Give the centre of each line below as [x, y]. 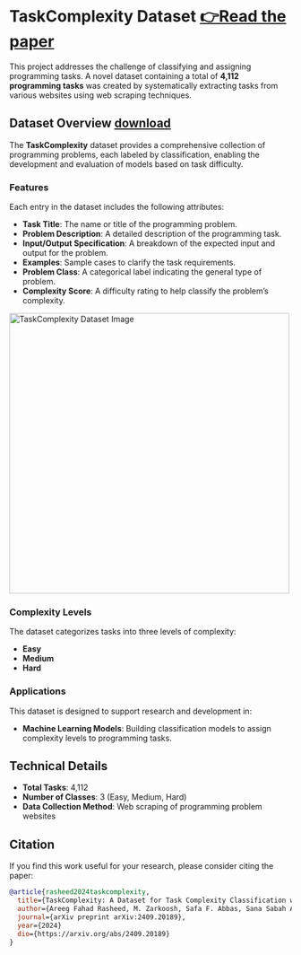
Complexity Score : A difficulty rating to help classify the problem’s [145, 291]
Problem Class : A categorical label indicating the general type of [142, 272]
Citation [32, 844]
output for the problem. [65, 253]
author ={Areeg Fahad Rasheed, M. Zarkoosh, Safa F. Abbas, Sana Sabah [152, 909]
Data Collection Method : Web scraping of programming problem [142, 807]
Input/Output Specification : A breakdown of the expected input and [149, 243]
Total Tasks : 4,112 [55, 788]
